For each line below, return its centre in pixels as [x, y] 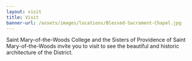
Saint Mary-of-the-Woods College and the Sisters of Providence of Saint [96, 40]
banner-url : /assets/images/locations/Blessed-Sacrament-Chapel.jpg [94, 23]
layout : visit [24, 12]
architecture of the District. [40, 53]
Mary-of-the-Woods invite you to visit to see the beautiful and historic [93, 46]
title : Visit [23, 17]
